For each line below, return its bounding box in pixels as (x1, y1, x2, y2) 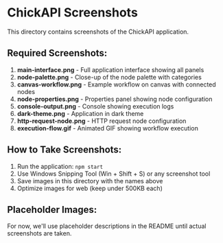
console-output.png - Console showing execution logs (16, 102, 174, 111)
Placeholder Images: (7, 204, 97, 216)
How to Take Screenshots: (7, 144, 122, 156)
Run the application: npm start (16, 162, 104, 170)
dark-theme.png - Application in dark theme (16, 109, 144, 117)
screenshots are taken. (7, 229, 72, 238)
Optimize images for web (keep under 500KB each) (16, 184, 163, 192)
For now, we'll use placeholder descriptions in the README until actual (7, 222, 207, 231)
